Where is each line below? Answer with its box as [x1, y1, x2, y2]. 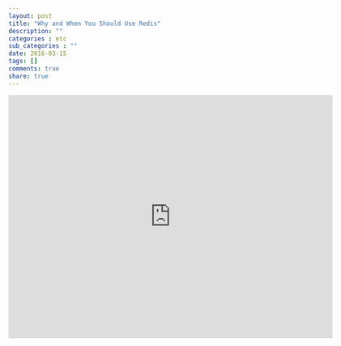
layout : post [8, 11, 53, 20]
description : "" [8, 27, 63, 35]
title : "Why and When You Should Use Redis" [8, 19, 161, 28]
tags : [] [8, 58, 38, 66]
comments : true [8, 65, 60, 73]
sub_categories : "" [8, 42, 79, 50]
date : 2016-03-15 [8, 49, 67, 58]
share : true [8, 72, 49, 80]
